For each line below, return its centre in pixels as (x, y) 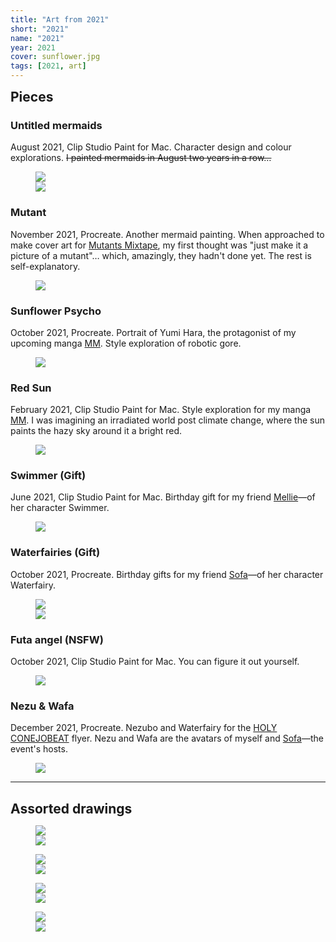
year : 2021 (33, 47)
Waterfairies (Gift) (55, 553)
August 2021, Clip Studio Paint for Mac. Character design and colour (151, 147)
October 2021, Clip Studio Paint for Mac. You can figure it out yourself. (155, 662)
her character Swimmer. (60, 508)
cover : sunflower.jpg (55, 57)
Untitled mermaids (56, 125)
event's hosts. (39, 749)
